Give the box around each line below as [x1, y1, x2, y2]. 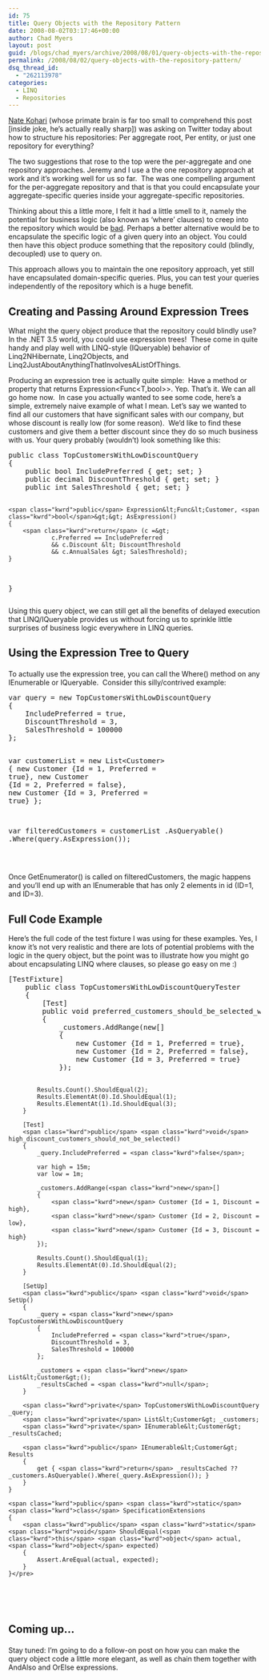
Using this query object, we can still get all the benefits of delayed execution [8, 606, 260, 616]
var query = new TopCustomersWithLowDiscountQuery [8, 693, 211, 702]
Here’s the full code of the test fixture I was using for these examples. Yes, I [8, 934, 258, 943]
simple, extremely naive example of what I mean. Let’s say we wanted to [8, 402, 247, 411]
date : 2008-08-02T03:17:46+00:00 [8, 26, 120, 34]
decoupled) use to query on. [8, 249, 102, 259]
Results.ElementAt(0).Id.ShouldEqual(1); [37, 1093, 178, 1101]
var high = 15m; [37, 1163, 91, 1171]
